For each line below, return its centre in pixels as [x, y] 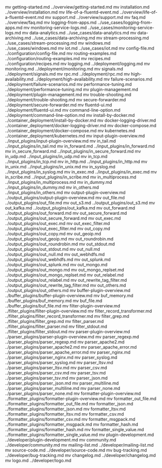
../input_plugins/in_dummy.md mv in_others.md [52, 187]
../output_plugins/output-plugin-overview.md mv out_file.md [65, 198]
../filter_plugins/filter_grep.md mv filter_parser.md [54, 321]
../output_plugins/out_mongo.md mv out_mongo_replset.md [65, 270]
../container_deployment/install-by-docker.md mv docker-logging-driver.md [81, 120]
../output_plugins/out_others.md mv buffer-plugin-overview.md [68, 290]
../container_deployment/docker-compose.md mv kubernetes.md [70, 131]
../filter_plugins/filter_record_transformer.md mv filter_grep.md [67, 316]
